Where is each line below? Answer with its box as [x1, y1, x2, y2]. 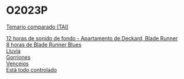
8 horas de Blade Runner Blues [6, 41, 82, 48]
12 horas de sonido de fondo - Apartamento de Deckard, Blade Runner [6, 34, 178, 42]
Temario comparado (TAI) [6, 23, 69, 30]
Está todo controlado [6, 66, 57, 73]
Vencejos [6, 60, 29, 67]
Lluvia [6, 47, 21, 54]
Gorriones [6, 53, 31, 61]
